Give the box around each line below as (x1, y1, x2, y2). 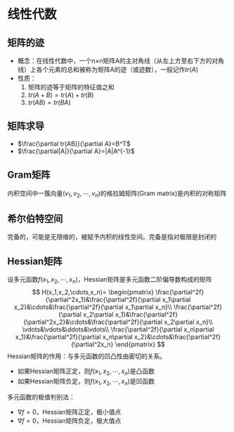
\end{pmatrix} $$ (115, 340, 165, 348)
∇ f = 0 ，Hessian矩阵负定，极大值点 (17, 417, 122, 425)
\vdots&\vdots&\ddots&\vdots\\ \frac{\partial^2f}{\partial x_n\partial (22, 325, 214, 334)
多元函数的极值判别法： (7, 393, 75, 401)
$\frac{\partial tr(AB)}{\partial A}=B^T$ (17, 139, 131, 148)
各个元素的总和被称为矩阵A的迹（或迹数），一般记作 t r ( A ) (36, 65, 199, 74)
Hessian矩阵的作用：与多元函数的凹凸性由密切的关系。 (7, 352, 167, 360)
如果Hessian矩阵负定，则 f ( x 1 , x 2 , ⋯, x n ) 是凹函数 (17, 377, 155, 387)
